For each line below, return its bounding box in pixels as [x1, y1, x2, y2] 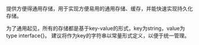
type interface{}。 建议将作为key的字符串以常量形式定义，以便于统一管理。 [6, 32, 190, 39]
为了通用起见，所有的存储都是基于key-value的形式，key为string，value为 [6, 25, 185, 32]
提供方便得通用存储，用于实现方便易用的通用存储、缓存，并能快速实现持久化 [6, 5, 193, 12]
